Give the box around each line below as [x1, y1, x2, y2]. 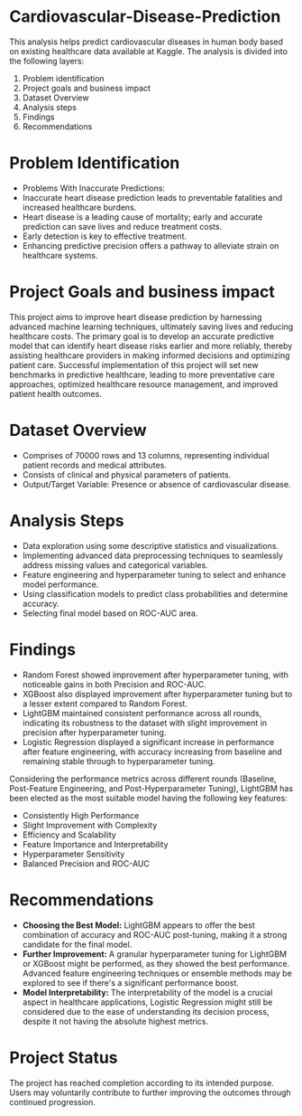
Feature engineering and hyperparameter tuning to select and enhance [22, 569, 287, 580]
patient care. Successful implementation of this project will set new [9, 359, 259, 370]
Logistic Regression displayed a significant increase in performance [22, 736, 275, 747]
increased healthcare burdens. [22, 202, 137, 213]
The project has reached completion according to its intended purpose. [9, 1077, 275, 1088]
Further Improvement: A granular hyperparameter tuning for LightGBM [22, 948, 287, 960]
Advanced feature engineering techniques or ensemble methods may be [22, 968, 293, 979]
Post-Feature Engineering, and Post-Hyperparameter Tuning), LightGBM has [9, 782, 294, 793]
